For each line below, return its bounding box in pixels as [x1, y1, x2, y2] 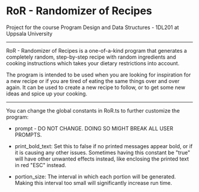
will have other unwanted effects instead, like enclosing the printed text [14, 155, 190, 162]
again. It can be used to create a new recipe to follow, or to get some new [6, 84, 185, 91]
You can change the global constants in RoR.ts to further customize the [6, 107, 180, 114]
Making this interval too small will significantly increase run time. [14, 179, 172, 186]
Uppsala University [6, 30, 53, 37]
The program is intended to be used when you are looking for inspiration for [6, 71, 191, 78]
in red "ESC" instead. [14, 161, 66, 168]
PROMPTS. [14, 131, 43, 138]
